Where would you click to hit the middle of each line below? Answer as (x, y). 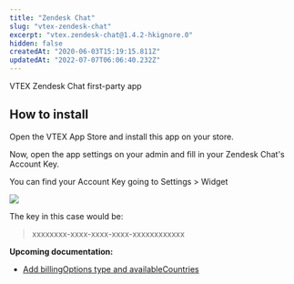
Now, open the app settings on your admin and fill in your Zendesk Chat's (147, 154)
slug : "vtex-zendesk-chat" (61, 26)
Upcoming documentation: (61, 251)
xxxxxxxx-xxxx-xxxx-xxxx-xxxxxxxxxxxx (108, 234)
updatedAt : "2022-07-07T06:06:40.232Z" (85, 60)
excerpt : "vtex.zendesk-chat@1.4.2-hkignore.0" (101, 35)
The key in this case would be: (66, 216)
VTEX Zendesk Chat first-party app (76, 86)
